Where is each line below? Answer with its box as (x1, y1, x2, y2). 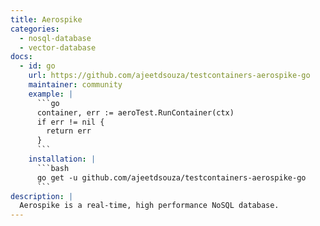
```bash (36, 163, 70, 173)
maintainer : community (28, 80, 123, 90)
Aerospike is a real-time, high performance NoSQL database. (19, 201, 280, 211)
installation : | (28, 154, 97, 164)
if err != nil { (36, 117, 105, 127)
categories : (10, 24, 60, 34)
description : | (10, 191, 74, 201)
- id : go (19, 61, 56, 71)
